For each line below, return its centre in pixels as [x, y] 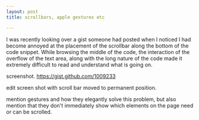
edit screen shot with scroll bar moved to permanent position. [81, 87]
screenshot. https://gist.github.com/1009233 [61, 76]
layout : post [22, 12]
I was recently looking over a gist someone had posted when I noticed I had [99, 39]
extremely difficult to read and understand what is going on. [79, 64]
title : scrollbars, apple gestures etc [56, 17]
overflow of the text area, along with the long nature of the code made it [94, 58]
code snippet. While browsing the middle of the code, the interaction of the [98, 52]
